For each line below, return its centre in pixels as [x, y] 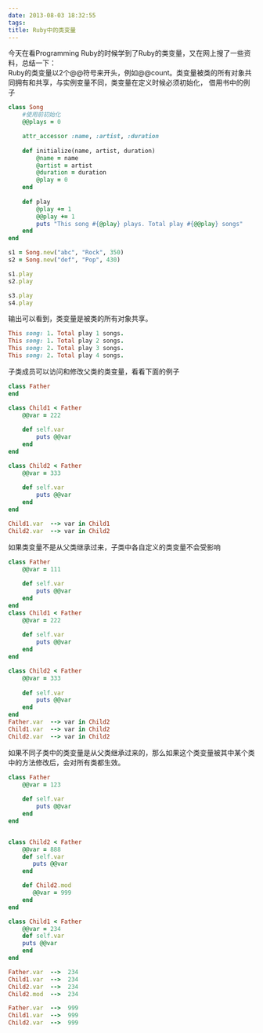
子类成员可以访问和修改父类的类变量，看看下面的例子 [94, 371]
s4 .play [21, 303]
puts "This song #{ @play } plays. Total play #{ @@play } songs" [140, 224]
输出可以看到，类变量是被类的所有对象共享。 [80, 319]
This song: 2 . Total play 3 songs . [66, 349]
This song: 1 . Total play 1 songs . [66, 334]
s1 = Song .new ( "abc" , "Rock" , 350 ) [66, 253]
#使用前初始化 [41, 115]
